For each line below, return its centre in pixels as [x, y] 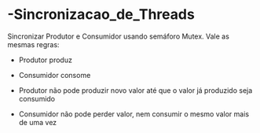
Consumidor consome [55, 75]
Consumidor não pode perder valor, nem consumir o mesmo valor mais [134, 114]
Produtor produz [45, 60]
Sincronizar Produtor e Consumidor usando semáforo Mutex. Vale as [118, 36]
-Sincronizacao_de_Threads [101, 15]
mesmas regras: [33, 44]
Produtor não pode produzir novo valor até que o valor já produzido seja [135, 90]
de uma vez [38, 122]
